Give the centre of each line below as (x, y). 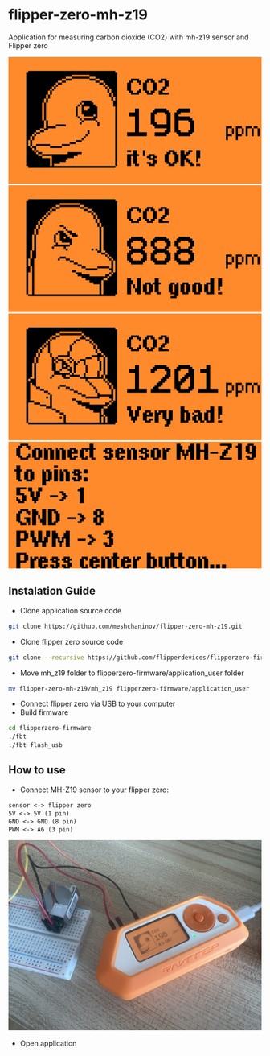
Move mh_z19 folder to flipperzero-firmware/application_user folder (132, 673)
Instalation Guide (52, 591)
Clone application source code (71, 610)
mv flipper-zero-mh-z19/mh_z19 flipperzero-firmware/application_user (129, 689)
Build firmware (44, 712)
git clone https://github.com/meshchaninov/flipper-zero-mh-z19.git (125, 626)
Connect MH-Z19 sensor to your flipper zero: (94, 790)
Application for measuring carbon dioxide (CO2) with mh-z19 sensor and (129, 37)
